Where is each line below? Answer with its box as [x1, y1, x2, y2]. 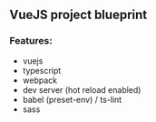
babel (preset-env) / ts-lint [22, 94, 122, 105]
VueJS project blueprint [9, 7, 148, 23]
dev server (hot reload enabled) [22, 84, 141, 95]
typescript [22, 65, 62, 76]
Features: [9, 35, 53, 47]
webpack [22, 75, 57, 86]
